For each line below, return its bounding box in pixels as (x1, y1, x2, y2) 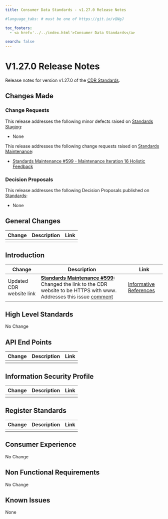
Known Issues (5, 496, 50, 504)
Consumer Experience (5, 440, 76, 449)
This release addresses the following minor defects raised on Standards (5, 118, 153, 124)
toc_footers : (5, 26, 32, 31)
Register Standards (5, 406, 66, 415)
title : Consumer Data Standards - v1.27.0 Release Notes (5, 7, 126, 13)
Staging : (5, 123, 22, 129)
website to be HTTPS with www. (40, 287, 117, 294)
